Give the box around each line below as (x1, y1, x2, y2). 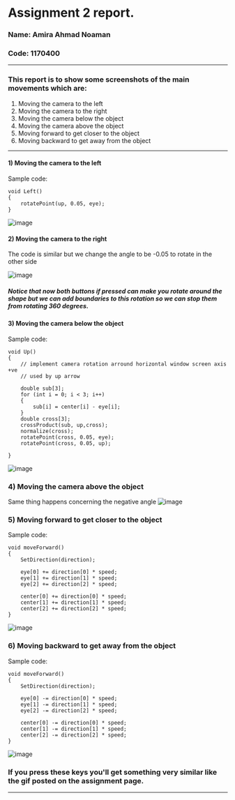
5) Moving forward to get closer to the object (8, 515, 162, 524)
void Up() (8, 348, 37, 355)
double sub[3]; (20, 385, 65, 392)
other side (8, 257, 38, 266)
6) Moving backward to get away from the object (8, 641, 176, 651)
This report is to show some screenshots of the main (8, 75, 190, 84)
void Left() (8, 188, 43, 195)
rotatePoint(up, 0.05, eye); (20, 200, 105, 207)
